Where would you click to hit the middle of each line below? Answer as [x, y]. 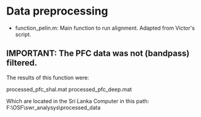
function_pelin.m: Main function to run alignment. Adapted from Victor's [105, 28]
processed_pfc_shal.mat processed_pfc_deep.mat [69, 89]
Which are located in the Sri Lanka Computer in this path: [78, 101]
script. [23, 34]
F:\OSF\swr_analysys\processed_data [53, 107]
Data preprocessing [57, 11]
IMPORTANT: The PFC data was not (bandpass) [98, 54]
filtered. [22, 63]
